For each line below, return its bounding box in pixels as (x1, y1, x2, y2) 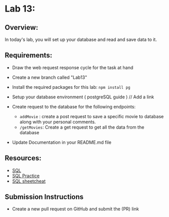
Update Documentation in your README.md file (12, 139, 112, 145)
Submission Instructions (5, 193, 84, 201)
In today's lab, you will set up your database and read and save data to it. (5, 36, 157, 42)
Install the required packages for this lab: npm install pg (12, 84, 131, 90)
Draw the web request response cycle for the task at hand (12, 64, 134, 71)
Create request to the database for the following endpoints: (12, 103, 136, 110)
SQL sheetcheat (12, 178, 46, 184)
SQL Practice (12, 173, 40, 179)
